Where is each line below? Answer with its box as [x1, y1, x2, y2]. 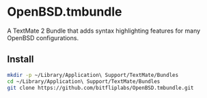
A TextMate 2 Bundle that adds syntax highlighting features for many [7, 27, 201, 35]
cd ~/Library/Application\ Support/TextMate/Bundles [7, 78, 161, 85]
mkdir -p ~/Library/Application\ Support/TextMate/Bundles [7, 71, 179, 78]
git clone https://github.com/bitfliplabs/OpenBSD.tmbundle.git [7, 84, 194, 91]
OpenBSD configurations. [7, 33, 79, 42]
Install [7, 54, 34, 65]
